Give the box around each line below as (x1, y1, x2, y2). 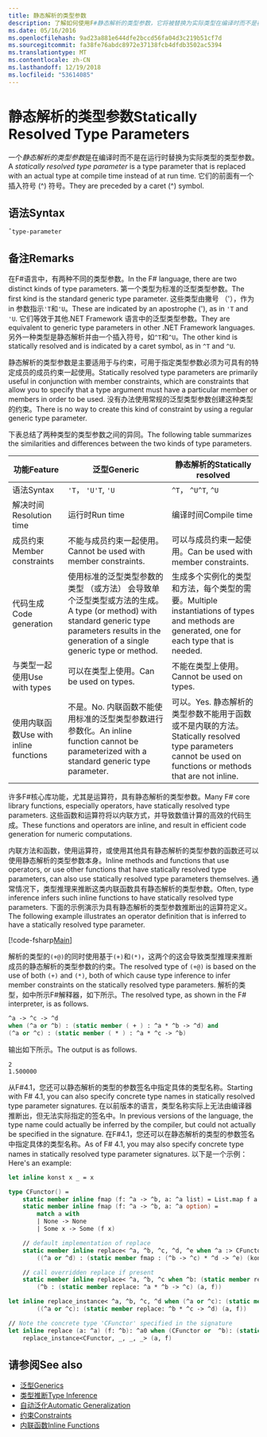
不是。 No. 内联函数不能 (67, 701, 155, 713)
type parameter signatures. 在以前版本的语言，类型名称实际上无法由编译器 (8, 1100, 253, 1111)
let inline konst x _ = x (8, 1173, 94, 1181)
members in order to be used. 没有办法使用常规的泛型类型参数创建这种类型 (8, 395, 253, 404)
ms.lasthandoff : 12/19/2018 (8, 64, 102, 72)
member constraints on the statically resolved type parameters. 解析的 (8, 980, 239, 990)
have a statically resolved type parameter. (8, 920, 145, 930)
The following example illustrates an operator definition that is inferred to (8, 912, 246, 921)
